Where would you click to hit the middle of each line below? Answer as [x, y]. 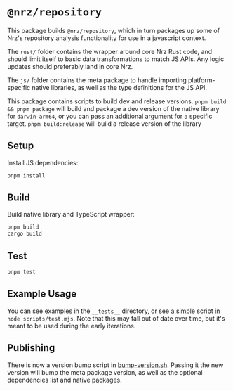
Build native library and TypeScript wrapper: [71, 214]
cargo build [25, 234]
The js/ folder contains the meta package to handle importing [97, 80]
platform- [202, 80]
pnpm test [22, 272]
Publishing [31, 348]
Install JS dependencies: [43, 162]
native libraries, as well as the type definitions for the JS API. [120, 87]
